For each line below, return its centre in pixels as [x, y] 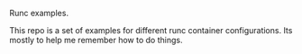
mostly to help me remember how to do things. [96, 40]
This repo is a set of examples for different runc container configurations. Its [151, 30]
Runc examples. [39, 13]
